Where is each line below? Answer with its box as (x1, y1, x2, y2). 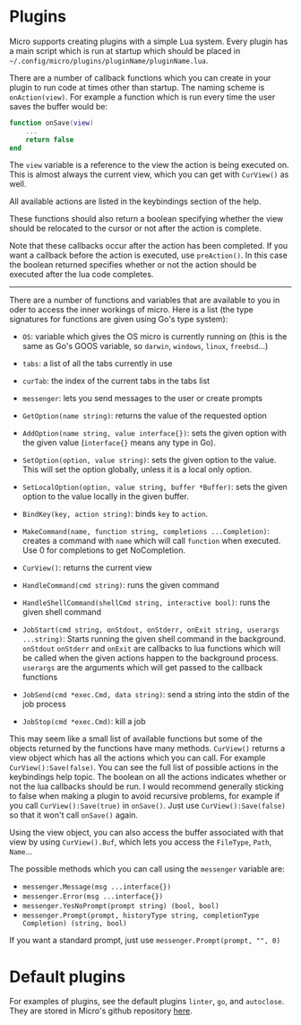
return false (25, 135, 74, 145)
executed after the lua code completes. (9, 269, 154, 280)
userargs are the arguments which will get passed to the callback (21, 662, 263, 673)
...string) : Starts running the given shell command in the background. (21, 634, 287, 644)
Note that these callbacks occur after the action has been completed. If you (9, 241, 288, 251)
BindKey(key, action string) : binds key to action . (21, 509, 209, 520)
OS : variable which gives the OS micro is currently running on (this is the (21, 331, 288, 342)
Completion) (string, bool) (21, 919, 127, 928)
